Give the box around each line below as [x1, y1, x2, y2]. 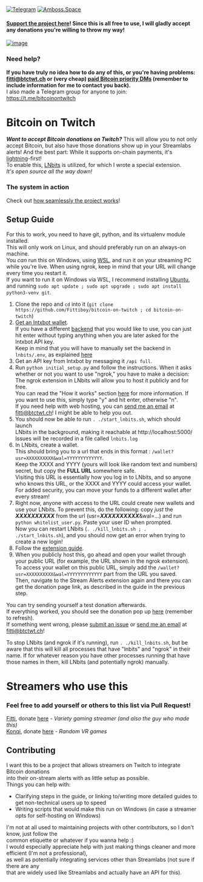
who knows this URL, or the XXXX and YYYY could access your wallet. [15, 480, 192, 487]
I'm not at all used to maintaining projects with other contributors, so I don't [6, 823, 194, 831]
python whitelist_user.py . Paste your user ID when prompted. [15, 518, 172, 526]
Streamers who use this [6, 679, 128, 693]
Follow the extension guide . [15, 544, 84, 552]
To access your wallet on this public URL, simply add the [15, 563, 156, 571]
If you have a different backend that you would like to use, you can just [15, 325, 192, 332]
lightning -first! [6, 155, 42, 162]
